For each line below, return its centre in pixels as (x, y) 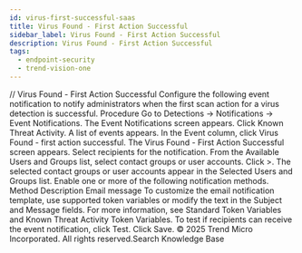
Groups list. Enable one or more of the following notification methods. (139, 180)
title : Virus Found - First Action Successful (99, 26)
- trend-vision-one (54, 69)
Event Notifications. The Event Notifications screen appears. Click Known (146, 122)
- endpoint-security (56, 60)
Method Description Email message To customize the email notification (142, 190)
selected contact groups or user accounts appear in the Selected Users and (151, 171)
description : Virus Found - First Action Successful (111, 43)
